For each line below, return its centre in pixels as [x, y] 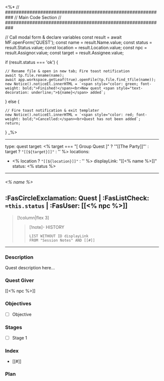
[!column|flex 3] [33, 218]
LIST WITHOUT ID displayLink [59, 236]
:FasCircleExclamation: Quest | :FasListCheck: [77, 198]
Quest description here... [30, 267]
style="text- [130, 88]
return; [13, 123]
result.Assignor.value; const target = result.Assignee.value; [64, 53]
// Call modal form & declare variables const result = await [63, 37]
